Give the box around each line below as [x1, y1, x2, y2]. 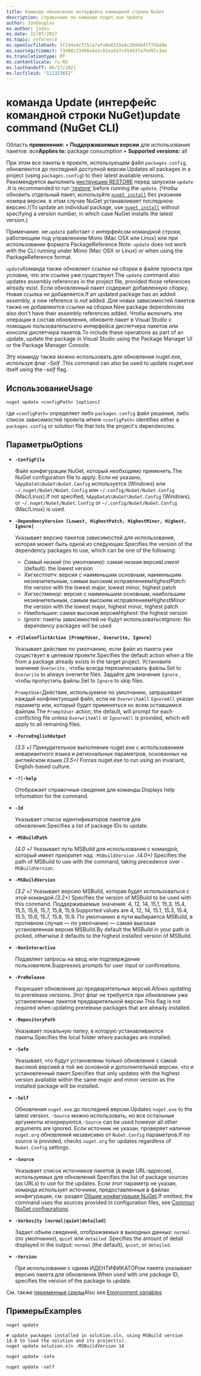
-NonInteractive [14, 945, 56, 950]
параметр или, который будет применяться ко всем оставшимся [14, 701, 182, 708]
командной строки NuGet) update [6, 108, 181, 122]
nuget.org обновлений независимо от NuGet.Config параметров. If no [14, 1131, 190, 1138]
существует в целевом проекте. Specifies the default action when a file [14, 651, 193, 659]
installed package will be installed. [14, 1082, 100, 1090]
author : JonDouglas [6, 20, 55, 26]
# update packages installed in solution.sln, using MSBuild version [6, 1332, 184, 1338]
